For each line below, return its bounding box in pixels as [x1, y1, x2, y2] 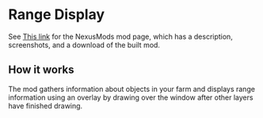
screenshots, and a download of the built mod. [8, 40, 161, 49]
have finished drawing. [8, 101, 83, 110]
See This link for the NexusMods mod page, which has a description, [8, 32, 234, 41]
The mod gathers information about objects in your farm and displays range [8, 84, 256, 93]
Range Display [8, 6, 105, 24]
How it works [8, 63, 74, 77]
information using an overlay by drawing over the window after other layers [8, 93, 253, 102]
